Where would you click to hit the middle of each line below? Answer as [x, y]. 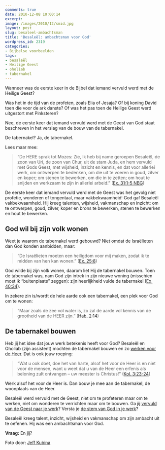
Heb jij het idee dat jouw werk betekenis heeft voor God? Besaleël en [75, 343]
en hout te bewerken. [27, 213]
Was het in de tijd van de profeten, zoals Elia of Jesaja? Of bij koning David [81, 103]
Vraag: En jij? [19, 433]
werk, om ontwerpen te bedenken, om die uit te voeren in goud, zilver [88, 172]
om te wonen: [19, 301]
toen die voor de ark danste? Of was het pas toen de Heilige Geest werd [78, 108]
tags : [11, 56]
